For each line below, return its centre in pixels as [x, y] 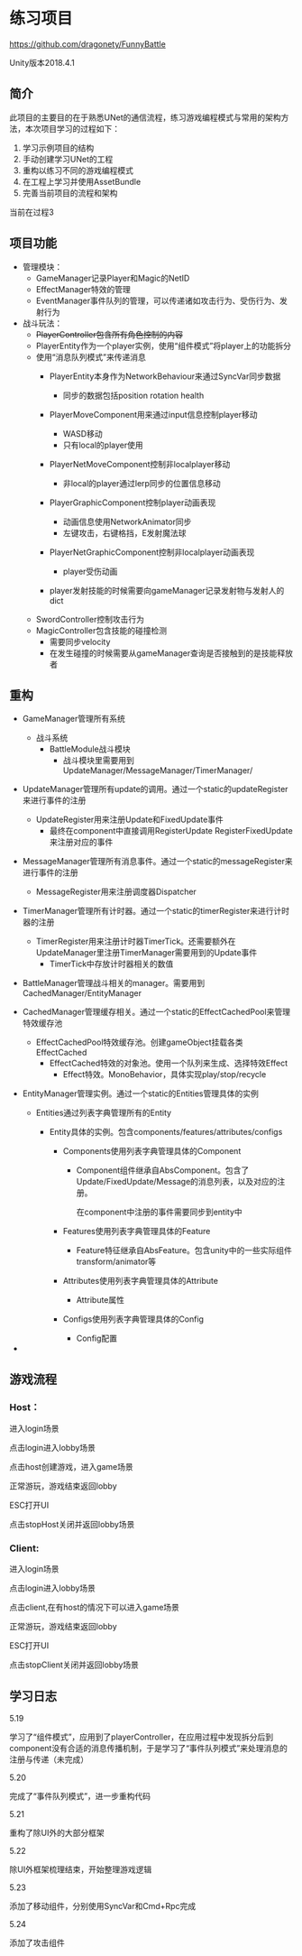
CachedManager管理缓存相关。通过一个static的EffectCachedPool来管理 [156, 1012]
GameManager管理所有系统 [74, 719]
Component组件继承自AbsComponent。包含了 [163, 1170]
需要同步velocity [80, 641]
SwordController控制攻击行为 [90, 619]
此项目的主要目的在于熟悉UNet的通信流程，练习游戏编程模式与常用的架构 [145, 117]
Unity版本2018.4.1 [42, 62]
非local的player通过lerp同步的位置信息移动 [142, 483]
